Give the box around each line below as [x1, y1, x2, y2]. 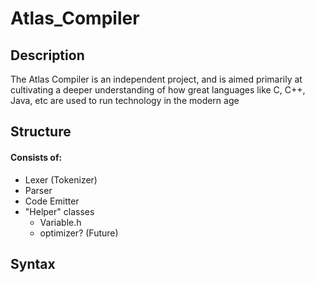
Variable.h [39, 216, 82, 228]
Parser [24, 184, 53, 196]
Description [10, 47, 85, 64]
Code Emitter [24, 195, 80, 207]
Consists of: [10, 151, 63, 163]
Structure [10, 123, 72, 141]
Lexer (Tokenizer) [24, 173, 98, 186]
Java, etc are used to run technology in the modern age [10, 95, 240, 106]
